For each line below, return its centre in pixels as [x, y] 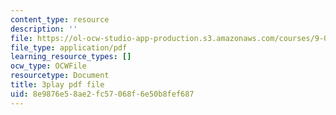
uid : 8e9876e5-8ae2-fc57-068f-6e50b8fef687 [102, 94]
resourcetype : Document [60, 76]
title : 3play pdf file [57, 85]
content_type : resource [60, 19]
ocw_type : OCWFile [48, 66]
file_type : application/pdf [69, 47]
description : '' [44, 29]
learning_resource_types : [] [71, 57]
